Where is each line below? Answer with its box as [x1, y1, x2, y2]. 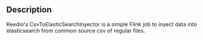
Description [6, 5, 52, 15]
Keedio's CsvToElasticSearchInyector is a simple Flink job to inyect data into [6, 20, 198, 27]
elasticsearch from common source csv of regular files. [6, 27, 145, 34]
